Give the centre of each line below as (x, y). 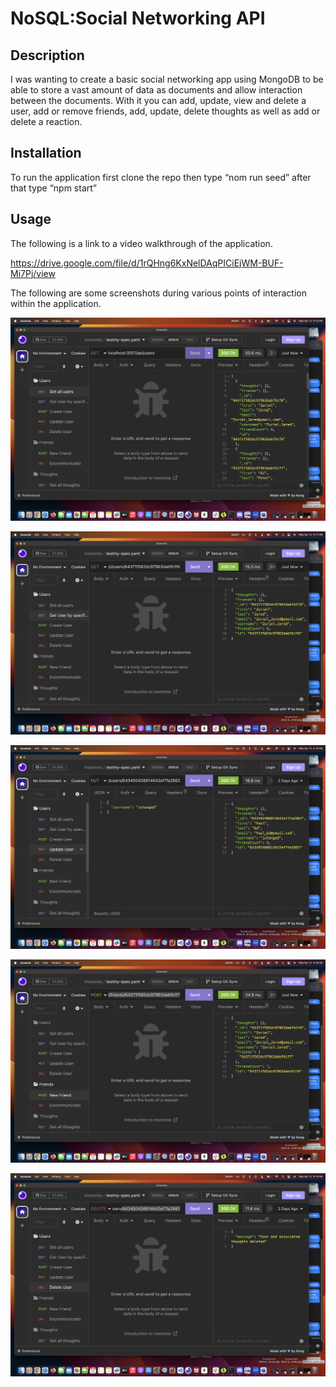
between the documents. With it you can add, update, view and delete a (158, 100)
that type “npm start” (53, 188)
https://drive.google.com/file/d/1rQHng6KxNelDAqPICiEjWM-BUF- (147, 263)
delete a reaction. (46, 121)
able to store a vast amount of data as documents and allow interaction (156, 90)
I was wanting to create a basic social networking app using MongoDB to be (167, 79)
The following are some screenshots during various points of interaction (158, 293)
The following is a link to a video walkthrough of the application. (141, 243)
